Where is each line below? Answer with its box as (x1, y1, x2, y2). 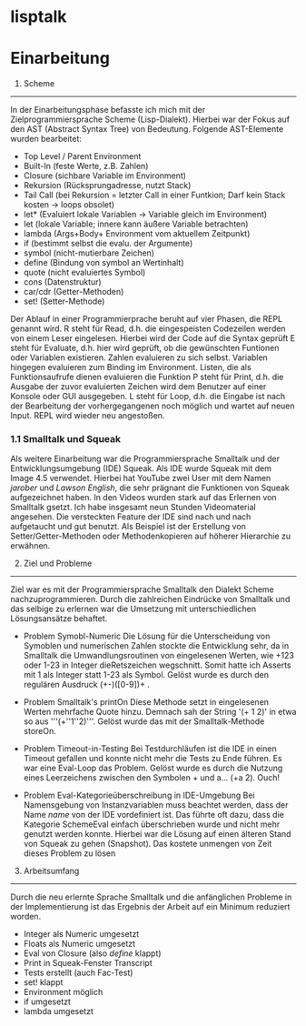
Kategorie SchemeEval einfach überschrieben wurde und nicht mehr (23, 819, 281, 830)
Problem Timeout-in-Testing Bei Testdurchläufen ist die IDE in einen (23, 743, 277, 754)
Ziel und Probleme (23, 558, 93, 569)
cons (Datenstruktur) (23, 277, 103, 287)
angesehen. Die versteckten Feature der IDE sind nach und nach (10, 511, 252, 522)
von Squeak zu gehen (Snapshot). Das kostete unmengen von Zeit (23, 839, 272, 850)
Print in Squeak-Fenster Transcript (23, 958, 153, 969)
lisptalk (10, 6, 67, 27)
